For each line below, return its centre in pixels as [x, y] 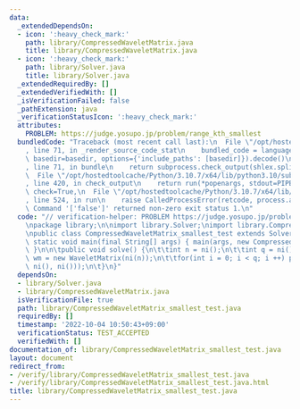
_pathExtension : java [58, 109]
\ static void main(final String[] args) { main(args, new [137, 242]
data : [19, 17]
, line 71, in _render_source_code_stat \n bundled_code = [141, 150]
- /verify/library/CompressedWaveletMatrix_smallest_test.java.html [139, 383]
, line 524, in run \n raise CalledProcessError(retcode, [139, 200]
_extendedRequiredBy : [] [63, 84]
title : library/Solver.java [77, 76]
